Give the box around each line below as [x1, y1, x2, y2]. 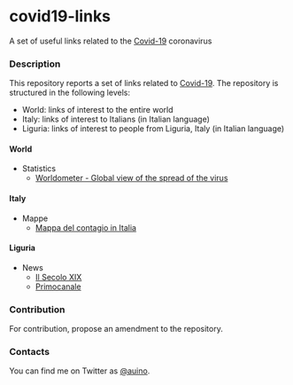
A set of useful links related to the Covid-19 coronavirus [9, 35, 212, 46]
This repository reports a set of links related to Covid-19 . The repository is [9, 78, 279, 89]
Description [9, 58, 61, 70]
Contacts [9, 346, 50, 358]
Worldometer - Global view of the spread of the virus [35, 173, 228, 184]
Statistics [21, 163, 57, 174]
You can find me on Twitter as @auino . [9, 365, 150, 376]
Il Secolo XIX [35, 271, 82, 282]
